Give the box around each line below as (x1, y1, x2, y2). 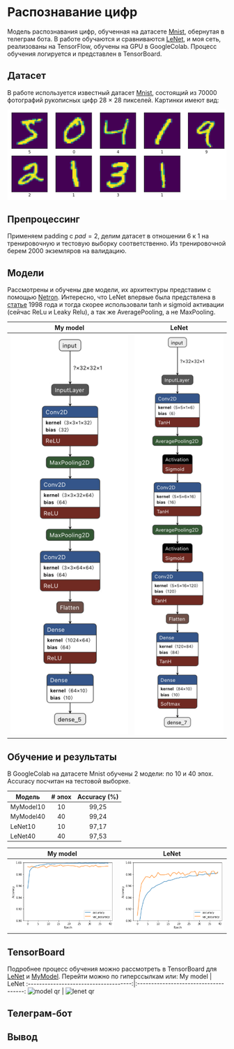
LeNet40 (10, 832, 36, 840)
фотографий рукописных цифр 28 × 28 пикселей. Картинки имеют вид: (7, 96, 219, 104)
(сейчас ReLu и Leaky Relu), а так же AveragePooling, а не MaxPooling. (7, 308, 216, 317)
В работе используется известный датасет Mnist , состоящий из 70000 (7, 88, 217, 96)
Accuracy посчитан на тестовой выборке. (7, 777, 131, 786)
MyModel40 (10, 812, 45, 821)
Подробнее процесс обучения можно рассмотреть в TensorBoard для (7, 965, 217, 974)
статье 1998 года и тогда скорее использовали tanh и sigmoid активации (7, 301, 224, 309)
